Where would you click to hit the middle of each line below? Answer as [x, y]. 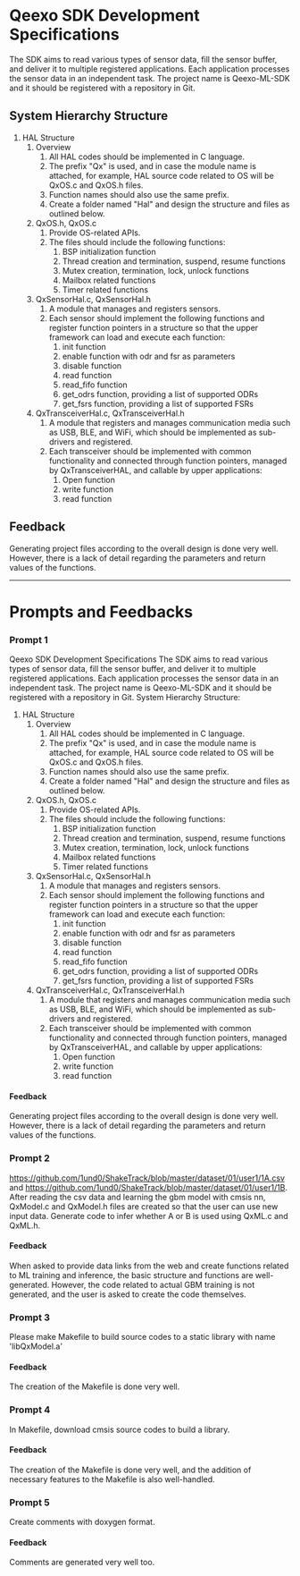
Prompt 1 [29, 640]
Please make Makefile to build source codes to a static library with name [142, 1337]
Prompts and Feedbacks [101, 611]
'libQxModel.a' [36, 1346]
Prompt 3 [30, 1318]
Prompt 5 [30, 1502]
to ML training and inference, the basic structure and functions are [131, 1275]
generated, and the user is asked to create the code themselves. [128, 1294]
